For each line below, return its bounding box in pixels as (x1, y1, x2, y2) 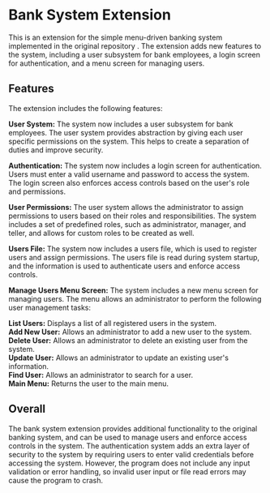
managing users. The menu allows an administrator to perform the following (8, 294, 262, 303)
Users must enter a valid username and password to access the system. (8, 169, 250, 179)
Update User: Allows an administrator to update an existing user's (8, 353, 229, 362)
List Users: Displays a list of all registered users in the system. (8, 318, 217, 328)
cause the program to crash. (8, 475, 104, 485)
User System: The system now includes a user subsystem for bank (8, 119, 234, 129)
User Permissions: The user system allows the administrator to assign (8, 202, 244, 212)
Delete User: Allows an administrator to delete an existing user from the (8, 335, 248, 345)
